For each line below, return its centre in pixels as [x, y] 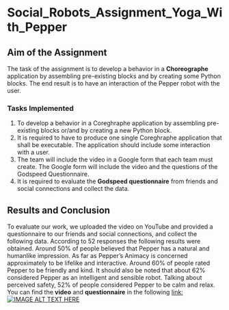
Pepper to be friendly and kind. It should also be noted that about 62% [106, 270]
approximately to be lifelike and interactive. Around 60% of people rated [109, 263]
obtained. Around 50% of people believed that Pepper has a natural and [108, 248]
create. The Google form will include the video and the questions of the [117, 167]
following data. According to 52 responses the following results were [104, 242]
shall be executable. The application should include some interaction [113, 145]
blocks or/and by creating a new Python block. [106, 131]
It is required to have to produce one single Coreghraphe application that [119, 138]
